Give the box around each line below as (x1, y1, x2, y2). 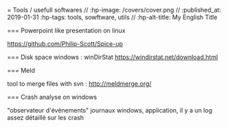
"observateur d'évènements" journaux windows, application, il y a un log (7, 106, 213, 114)
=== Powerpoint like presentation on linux (7, 27, 126, 34)
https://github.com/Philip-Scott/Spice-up (7, 40, 124, 47)
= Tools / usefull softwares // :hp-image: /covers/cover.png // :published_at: (7, 6, 222, 14)
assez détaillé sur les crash (7, 113, 84, 122)
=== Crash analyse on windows (7, 93, 98, 101)
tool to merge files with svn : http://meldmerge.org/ (7, 80, 152, 88)
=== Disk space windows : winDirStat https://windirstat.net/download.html (7, 53, 218, 61)
